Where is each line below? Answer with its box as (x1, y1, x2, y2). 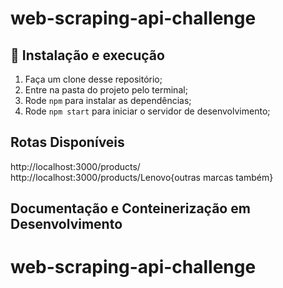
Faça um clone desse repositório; (24, 73, 163, 85)
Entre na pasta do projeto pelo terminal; (24, 84, 188, 96)
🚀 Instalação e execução (10, 47, 165, 64)
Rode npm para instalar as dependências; (24, 95, 192, 106)
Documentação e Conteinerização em (10, 200, 251, 217)
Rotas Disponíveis (10, 134, 125, 151)
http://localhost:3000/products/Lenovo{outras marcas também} (10, 171, 274, 183)
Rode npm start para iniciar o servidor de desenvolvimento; (24, 105, 271, 117)
